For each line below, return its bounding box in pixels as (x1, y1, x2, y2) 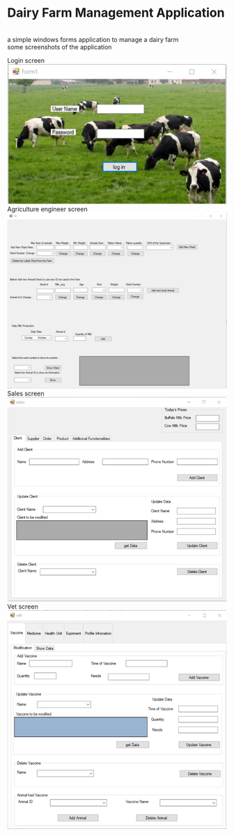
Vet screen (7, 602, 38, 611)
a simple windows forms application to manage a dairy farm (7, 35, 179, 43)
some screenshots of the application (7, 43, 112, 51)
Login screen (7, 56, 45, 64)
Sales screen (7, 389, 45, 397)
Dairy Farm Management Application (7, 5, 225, 21)
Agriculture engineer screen (7, 205, 88, 213)
